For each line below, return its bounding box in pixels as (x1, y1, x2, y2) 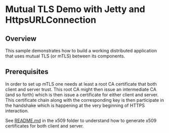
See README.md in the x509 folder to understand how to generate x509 (5, 117, 157, 123)
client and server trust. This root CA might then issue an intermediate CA (5, 86, 157, 92)
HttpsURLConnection (5, 14, 97, 26)
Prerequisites (5, 68, 49, 76)
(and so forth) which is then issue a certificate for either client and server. (5, 92, 159, 98)
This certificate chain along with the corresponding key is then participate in (5, 97, 164, 103)
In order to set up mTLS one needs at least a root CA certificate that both (5, 81, 157, 87)
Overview (5, 34, 37, 43)
